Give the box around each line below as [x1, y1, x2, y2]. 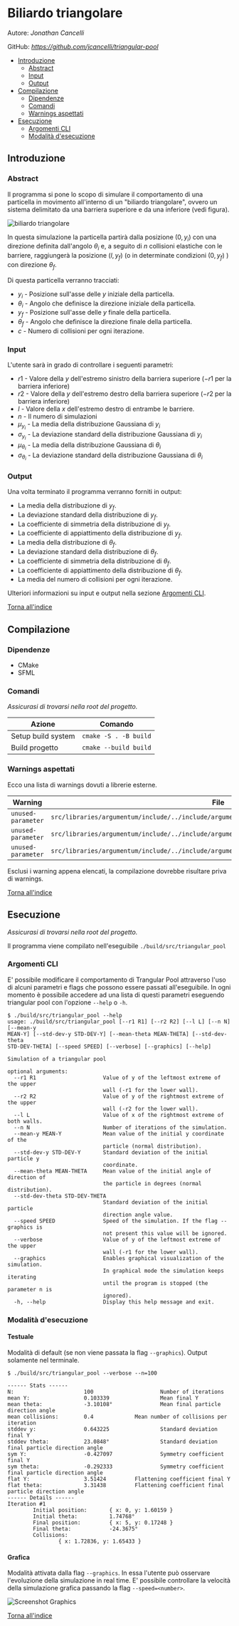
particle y [7, 1155, 40, 1162]
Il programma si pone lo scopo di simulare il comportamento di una [7, 190, 203, 199]
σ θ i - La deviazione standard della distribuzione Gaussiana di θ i [17, 451, 203, 462]
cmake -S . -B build [81, 732, 152, 740]
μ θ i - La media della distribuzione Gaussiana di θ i [17, 440, 161, 451]
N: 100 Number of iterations [7, 1388, 224, 1395]
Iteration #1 [7, 1500, 46, 1507]
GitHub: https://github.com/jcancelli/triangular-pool [7, 42, 159, 51]
